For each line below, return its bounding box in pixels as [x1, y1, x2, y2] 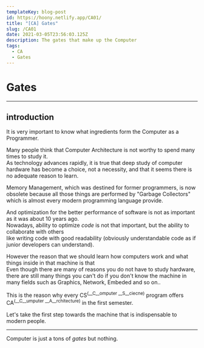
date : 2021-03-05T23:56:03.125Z [6, 32, 88, 38]
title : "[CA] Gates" [6, 20, 59, 26]
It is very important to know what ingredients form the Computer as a [6, 128, 179, 136]
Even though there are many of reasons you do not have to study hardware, [6, 266, 195, 273]
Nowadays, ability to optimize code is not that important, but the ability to [6, 221, 189, 229]
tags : [6, 43, 20, 49]
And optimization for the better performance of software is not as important [6, 209, 195, 216]
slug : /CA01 [6, 26, 36, 32]
